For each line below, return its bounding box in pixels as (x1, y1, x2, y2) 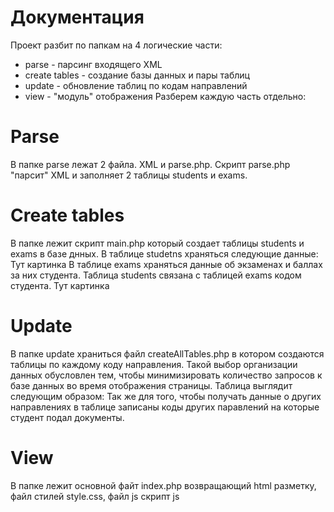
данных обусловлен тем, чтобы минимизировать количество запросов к (10, 369, 323, 381)
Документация (10, 6, 145, 29)
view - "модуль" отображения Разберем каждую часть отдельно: (24, 90, 307, 102)
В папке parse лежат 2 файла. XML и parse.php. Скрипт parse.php (10, 158, 291, 170)
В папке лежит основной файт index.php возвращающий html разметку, (10, 479, 317, 491)
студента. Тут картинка (10, 279, 110, 291)
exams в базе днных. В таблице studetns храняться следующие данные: (10, 247, 319, 260)
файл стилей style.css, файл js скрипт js (10, 490, 180, 502)
